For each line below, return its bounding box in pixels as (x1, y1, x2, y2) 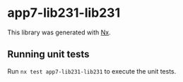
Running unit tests (7, 48, 90, 60)
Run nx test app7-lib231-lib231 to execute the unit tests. (7, 67, 177, 75)
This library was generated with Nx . (7, 28, 111, 36)
